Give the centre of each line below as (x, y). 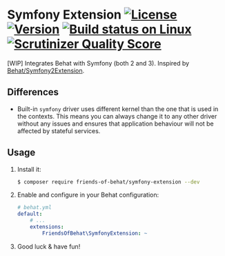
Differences (33, 92)
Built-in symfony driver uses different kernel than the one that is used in (118, 109)
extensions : (47, 227)
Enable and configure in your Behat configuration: (88, 195)
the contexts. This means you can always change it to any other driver (117, 116)
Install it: (29, 169)
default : (30, 214)
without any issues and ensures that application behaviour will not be (115, 124)
